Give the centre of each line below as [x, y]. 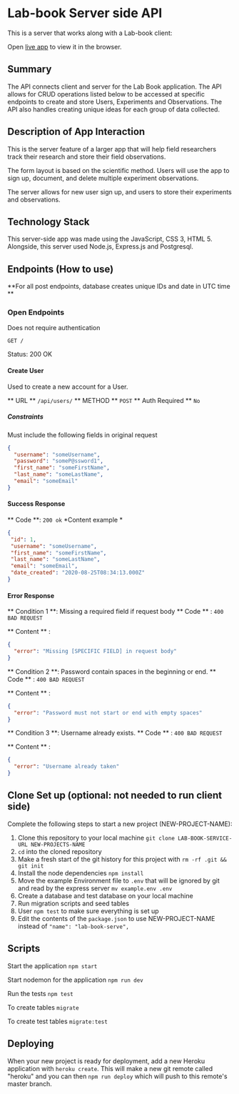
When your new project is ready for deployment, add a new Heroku [106, 1061]
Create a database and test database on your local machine [106, 895]
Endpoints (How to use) [61, 269]
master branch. [30, 1083]
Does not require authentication [54, 328]
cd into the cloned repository [60, 851]
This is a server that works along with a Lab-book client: [90, 33]
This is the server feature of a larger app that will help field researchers [112, 149]
